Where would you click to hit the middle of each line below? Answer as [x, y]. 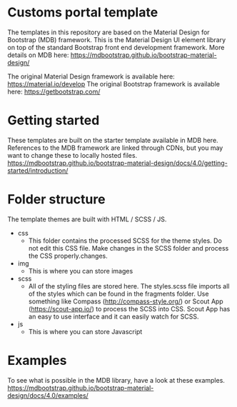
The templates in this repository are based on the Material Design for [109, 32]
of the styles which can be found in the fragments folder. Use [118, 293]
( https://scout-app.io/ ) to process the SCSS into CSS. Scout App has [129, 308]
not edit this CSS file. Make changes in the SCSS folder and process [128, 248]
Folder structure [56, 200]
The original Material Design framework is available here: [91, 76]
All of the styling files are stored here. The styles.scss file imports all [129, 286]
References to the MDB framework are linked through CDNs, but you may [115, 148]
